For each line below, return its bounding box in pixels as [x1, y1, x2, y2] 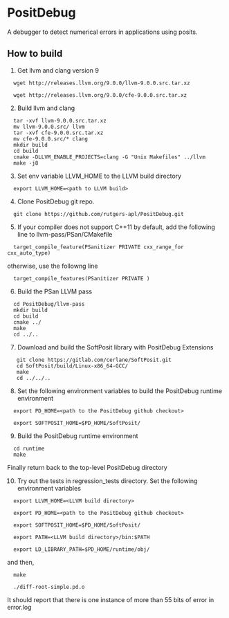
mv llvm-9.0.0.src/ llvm [13, 123, 85, 130]
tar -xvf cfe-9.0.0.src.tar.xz [13, 129, 104, 136]
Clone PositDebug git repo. [17, 197, 95, 206]
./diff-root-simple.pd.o [13, 583, 85, 590]
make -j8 [13, 159, 39, 167]
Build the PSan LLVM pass [17, 287, 92, 296]
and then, [7, 558, 35, 566]
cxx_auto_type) [7, 249, 51, 257]
